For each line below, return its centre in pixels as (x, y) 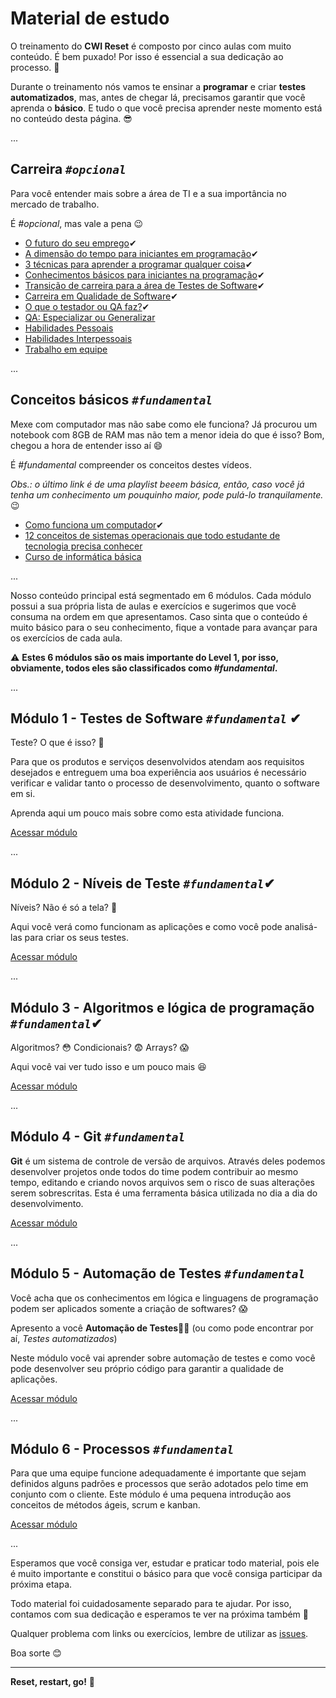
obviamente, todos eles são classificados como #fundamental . (144, 668)
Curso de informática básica (83, 556)
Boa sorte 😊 (36, 1653)
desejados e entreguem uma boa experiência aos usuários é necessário (158, 773)
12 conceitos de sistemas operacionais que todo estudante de (152, 535)
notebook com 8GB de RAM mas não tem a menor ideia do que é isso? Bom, (167, 434)
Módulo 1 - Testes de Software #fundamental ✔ (156, 718)
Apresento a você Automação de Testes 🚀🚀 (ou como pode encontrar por (162, 1328)
